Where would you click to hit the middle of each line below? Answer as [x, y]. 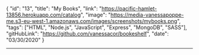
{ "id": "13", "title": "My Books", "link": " [54, 9]
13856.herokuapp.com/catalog [44, 15]
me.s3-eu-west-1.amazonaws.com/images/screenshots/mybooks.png [92, 21]
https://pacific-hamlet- [129, 9]
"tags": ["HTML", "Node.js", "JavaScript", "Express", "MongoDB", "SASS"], [97, 27]
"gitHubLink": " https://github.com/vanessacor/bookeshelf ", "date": [87, 34]
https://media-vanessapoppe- [147, 15]
